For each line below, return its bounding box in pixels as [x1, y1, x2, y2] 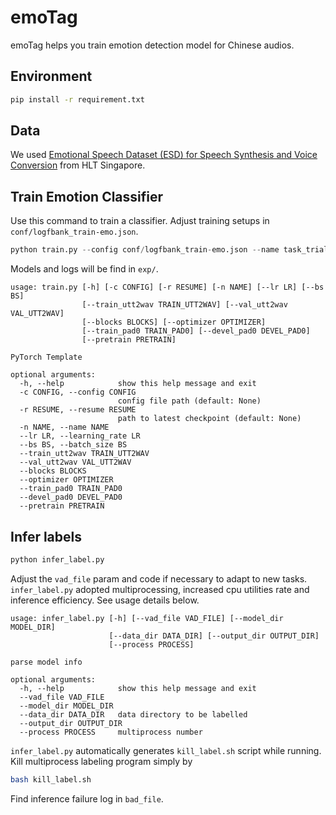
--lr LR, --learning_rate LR [19, 431, 141, 441]
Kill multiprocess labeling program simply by [10, 755, 193, 767]
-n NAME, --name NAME [19, 422, 110, 433]
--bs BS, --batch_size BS [19, 440, 128, 450]
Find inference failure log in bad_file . [10, 792, 164, 805]
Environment [10, 68, 93, 85]
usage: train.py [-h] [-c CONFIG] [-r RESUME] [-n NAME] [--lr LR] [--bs [10, 282, 325, 293]
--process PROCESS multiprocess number [19, 727, 203, 737]
